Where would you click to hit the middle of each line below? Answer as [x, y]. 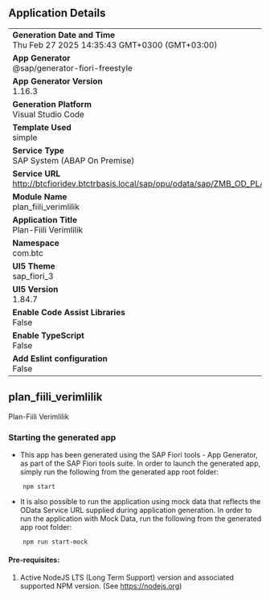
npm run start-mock [55, 542]
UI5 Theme [34, 266]
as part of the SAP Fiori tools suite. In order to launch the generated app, [140, 463]
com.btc [28, 252]
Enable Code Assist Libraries [69, 312]
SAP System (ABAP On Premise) [74, 160]
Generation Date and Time [64, 35]
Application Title [45, 219]
